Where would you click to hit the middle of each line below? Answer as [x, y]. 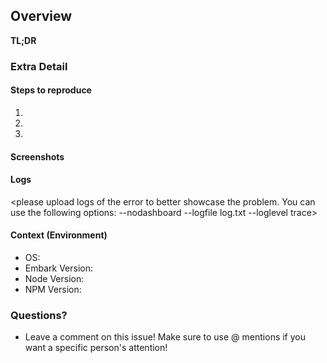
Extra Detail [39, 66]
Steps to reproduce [51, 90]
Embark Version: [59, 268]
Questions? [39, 315]
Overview [41, 16]
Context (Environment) [59, 235]
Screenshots [37, 156]
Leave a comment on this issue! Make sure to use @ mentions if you [165, 337]
